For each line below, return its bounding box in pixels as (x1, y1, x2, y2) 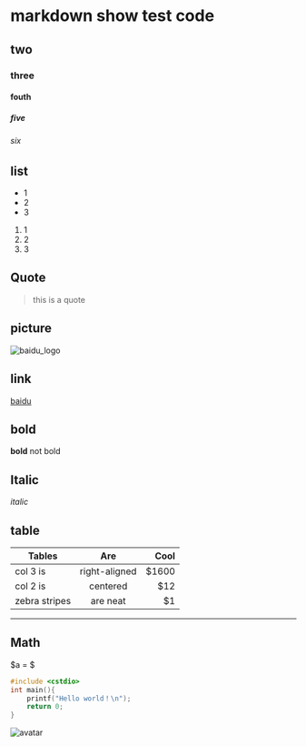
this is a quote (32, 294, 85, 305)
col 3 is (15, 565, 46, 578)
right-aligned (79, 565, 137, 578)
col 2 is (15, 580, 46, 592)
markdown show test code (10, 5, 215, 26)
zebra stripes (15, 594, 72, 607)
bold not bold (10, 446, 62, 457)
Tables (27, 549, 58, 562)
